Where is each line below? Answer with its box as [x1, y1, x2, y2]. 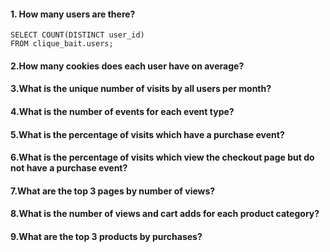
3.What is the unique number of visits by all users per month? [10, 83, 272, 95]
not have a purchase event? [10, 162, 128, 174]
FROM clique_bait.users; [10, 39, 114, 49]
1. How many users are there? [10, 8, 136, 20]
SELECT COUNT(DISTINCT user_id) [10, 30, 145, 40]
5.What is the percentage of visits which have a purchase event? [10, 128, 285, 140]
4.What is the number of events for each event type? [10, 105, 235, 117]
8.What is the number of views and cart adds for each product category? [10, 208, 320, 220]
